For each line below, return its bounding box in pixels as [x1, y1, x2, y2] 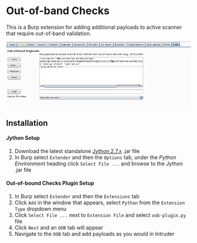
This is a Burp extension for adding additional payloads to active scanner [6, 24, 182, 31]
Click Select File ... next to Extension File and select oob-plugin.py [14, 211, 186, 218]
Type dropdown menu [14, 205, 67, 212]
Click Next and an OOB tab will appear [14, 224, 104, 231]
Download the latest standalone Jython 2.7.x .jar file [14, 147, 140, 154]
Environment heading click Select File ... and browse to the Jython [14, 160, 184, 167]
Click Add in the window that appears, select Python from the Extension [14, 199, 185, 206]
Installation [6, 118, 48, 128]
